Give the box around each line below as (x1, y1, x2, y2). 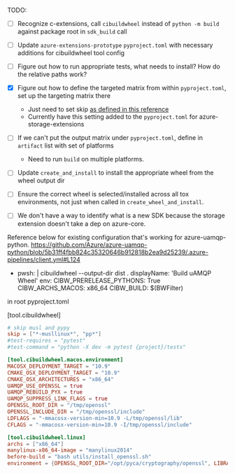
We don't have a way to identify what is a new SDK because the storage (17, 211, 225, 220)
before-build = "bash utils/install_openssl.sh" (7, 454, 152, 461)
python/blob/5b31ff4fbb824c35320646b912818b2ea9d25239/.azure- (7, 247, 208, 256)
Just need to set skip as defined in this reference (27, 105, 169, 114)
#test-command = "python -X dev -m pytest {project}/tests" (7, 344, 187, 351)
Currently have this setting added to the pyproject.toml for (27, 113, 198, 121)
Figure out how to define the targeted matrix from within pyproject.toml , (17, 84, 227, 92)
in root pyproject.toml (7, 297, 69, 306)
